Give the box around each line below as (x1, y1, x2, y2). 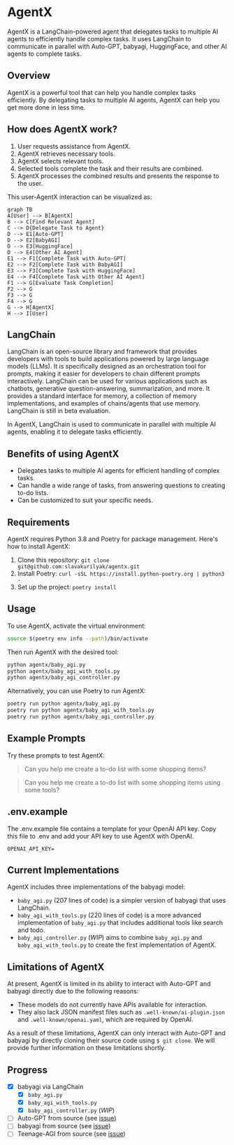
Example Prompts (7, 732, 86, 744)
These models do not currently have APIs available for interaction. (17, 1000, 207, 1009)
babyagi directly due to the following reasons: (7, 987, 139, 996)
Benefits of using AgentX (7, 448, 119, 459)
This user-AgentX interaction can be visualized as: (7, 193, 152, 201)
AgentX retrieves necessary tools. (17, 149, 115, 158)
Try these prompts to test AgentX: (7, 751, 105, 760)
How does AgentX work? (7, 124, 117, 135)
